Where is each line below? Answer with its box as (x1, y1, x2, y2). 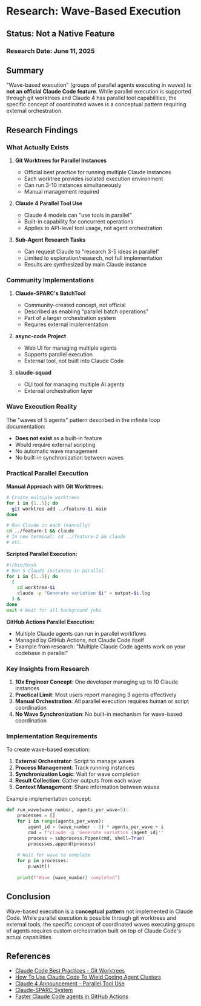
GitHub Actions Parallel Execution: (6, 618, 95, 625)
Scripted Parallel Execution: (6, 550, 77, 557)
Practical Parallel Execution (6, 469, 89, 477)
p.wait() (28, 863, 50, 869)
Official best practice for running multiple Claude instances (24, 169, 171, 175)
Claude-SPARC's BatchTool (15, 290, 86, 297)
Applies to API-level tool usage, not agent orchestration (24, 225, 162, 231)
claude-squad (15, 369, 51, 376)
